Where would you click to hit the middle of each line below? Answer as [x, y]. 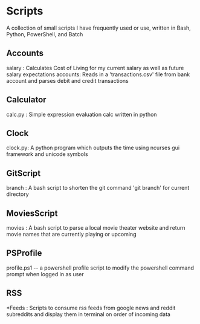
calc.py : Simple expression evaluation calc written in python [82, 114]
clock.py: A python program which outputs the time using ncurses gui [93, 148]
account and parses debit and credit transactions [67, 80]
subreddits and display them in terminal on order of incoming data [89, 314]
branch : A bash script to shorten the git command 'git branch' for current [98, 188]
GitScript [24, 173]
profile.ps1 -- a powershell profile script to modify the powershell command [100, 268]
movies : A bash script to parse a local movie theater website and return [96, 228]
